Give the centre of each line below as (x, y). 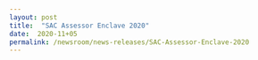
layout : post (33, 17)
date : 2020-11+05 (43, 34)
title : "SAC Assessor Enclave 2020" (79, 26)
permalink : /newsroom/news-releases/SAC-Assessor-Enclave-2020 (129, 42)
